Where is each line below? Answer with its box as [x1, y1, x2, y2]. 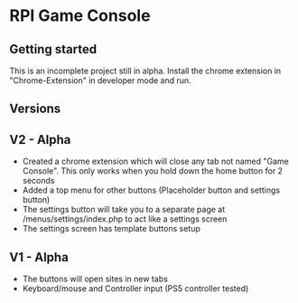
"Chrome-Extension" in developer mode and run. [9, 75, 191, 86]
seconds [22, 175, 55, 186]
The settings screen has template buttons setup [22, 223, 201, 234]
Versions [9, 101, 61, 117]
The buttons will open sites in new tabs [22, 273, 169, 285]
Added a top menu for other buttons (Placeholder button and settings [22, 185, 281, 195]
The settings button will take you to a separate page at [22, 204, 226, 215]
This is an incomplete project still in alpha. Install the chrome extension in [9, 65, 282, 76]
